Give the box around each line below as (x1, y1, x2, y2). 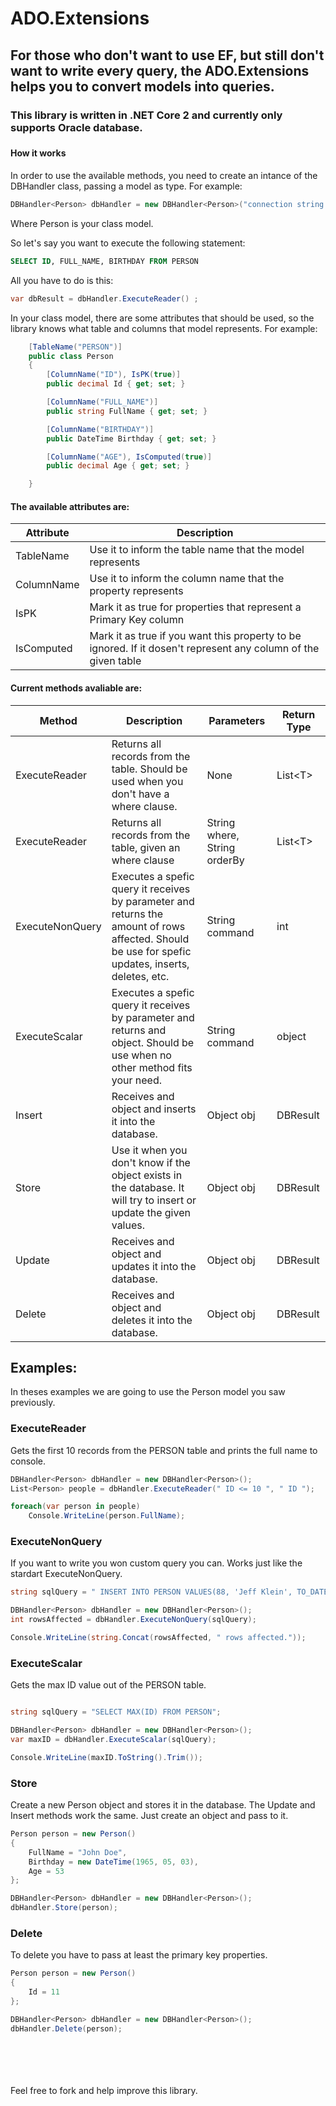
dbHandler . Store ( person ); (10, 1903, 118, 1913)
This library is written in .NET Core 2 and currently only (10, 108, 283, 122)
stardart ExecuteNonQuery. (10, 1568, 123, 1580)
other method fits (111, 1060, 193, 1074)
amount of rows (111, 919, 186, 933)
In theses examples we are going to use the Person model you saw (10, 1386, 286, 1398)
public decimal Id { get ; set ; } (46, 379, 186, 389)
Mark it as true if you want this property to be (89, 629, 302, 643)
